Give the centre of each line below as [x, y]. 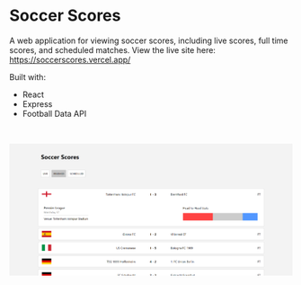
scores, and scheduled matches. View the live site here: [112, 49]
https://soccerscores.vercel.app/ [70, 59]
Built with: [28, 76]
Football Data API [54, 113]
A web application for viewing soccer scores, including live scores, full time [149, 40]
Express [37, 103]
